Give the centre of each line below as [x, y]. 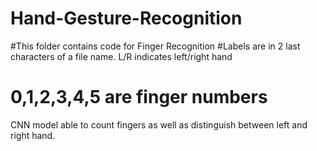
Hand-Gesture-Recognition [126, 18]
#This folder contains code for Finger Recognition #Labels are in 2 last [155, 46]
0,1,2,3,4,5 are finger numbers [139, 97]
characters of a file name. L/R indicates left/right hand [121, 56]
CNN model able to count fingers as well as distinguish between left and [159, 124]
